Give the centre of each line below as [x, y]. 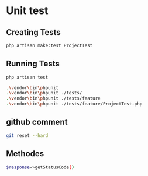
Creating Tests [34, 32]
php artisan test [27, 77]
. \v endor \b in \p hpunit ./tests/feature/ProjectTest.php [74, 104]
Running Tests [33, 64]
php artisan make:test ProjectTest [49, 45]
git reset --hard [27, 135]
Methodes [25, 154]
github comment [37, 122]
